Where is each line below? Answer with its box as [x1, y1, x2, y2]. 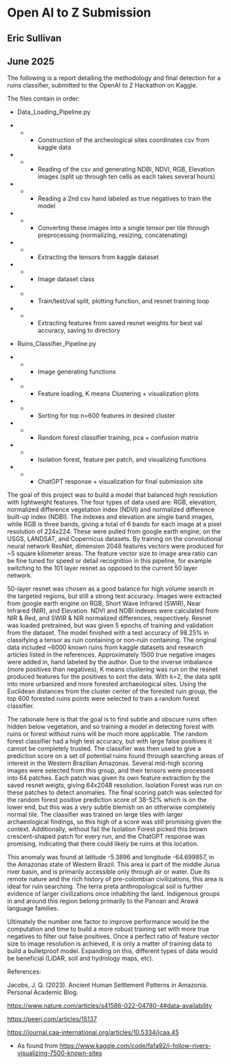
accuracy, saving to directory [37, 326, 120, 335]
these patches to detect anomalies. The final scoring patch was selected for [7, 788, 223, 797]
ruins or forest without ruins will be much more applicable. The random [7, 730, 208, 738]
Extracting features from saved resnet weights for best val [37, 319, 203, 327]
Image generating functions [37, 367, 116, 376]
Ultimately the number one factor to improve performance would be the [7, 918, 210, 926]
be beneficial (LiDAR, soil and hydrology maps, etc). [7, 954, 154, 963]
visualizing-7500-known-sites [16, 1049, 102, 1057]
